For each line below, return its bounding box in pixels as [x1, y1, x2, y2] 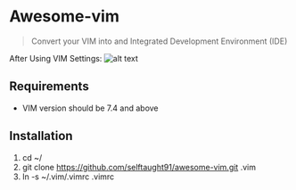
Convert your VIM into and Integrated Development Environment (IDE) [30, 36, 288, 46]
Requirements [9, 78, 89, 95]
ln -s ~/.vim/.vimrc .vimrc [21, 171, 115, 182]
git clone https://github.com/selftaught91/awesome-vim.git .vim [21, 161, 257, 172]
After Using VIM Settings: [9, 53, 103, 63]
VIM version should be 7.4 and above [21, 103, 159, 113]
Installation [9, 128, 73, 144]
